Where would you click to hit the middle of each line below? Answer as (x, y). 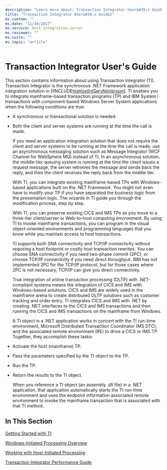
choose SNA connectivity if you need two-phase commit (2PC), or (80, 254)
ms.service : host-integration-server (44, 28)
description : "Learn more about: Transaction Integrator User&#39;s (78, 10)
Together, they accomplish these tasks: (52, 336)
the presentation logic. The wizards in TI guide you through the (77, 198)
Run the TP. (24, 365)
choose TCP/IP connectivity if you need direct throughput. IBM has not (85, 259)
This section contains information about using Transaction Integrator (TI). (80, 80)
